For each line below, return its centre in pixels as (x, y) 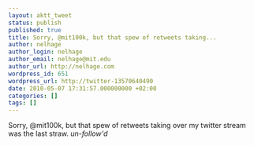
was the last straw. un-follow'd (58, 133)
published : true (35, 30)
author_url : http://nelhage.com (61, 67)
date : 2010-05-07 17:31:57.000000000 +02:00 (82, 88)
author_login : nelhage (45, 52)
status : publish (35, 23)
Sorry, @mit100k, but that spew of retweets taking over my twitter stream (127, 126)
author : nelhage (35, 45)
